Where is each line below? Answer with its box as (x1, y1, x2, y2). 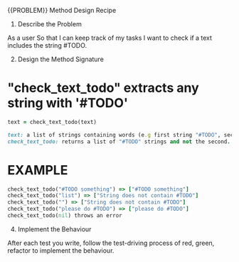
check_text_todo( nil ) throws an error (7, 212, 122, 219)
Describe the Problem (17, 20, 82, 28)
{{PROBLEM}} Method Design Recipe (7, 6, 117, 14)
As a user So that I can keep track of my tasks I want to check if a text (7, 33, 212, 42)
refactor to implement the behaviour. (7, 246, 115, 255)
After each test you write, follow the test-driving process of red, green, (7, 239, 215, 247)
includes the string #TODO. (7, 41, 87, 49)
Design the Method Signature (17, 55, 105, 63)
